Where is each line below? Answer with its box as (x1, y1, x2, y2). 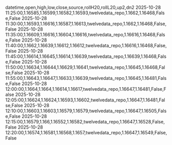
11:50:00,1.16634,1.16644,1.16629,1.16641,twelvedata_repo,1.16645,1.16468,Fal (5, 64, 165, 70)
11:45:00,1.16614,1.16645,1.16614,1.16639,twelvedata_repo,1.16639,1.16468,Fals (5, 53, 167, 59)
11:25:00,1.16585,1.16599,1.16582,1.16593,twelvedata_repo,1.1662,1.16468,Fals (5, 10, 165, 16)
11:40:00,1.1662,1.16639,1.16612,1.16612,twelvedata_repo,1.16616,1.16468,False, (5, 43, 167, 48)
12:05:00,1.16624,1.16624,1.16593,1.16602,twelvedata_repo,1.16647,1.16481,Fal (5, 97, 165, 103)
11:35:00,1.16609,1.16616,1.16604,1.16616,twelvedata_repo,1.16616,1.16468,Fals (5, 32, 165, 37)
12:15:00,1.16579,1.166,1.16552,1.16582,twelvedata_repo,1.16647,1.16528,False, (5, 119, 165, 125)
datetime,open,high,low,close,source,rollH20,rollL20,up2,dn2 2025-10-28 (5, 5, 161, 10)
